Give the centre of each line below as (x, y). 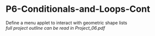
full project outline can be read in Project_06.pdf (55, 28)
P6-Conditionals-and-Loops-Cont (78, 9)
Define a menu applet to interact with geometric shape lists (66, 23)
